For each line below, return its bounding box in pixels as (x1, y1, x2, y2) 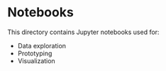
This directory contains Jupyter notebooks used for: (7, 28, 160, 36)
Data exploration (17, 41, 66, 50)
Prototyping (17, 49, 52, 58)
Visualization (17, 56, 55, 65)
